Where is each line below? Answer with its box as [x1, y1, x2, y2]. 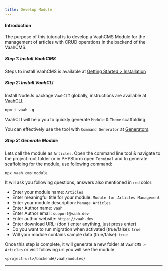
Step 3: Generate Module [5, 138, 58, 144]
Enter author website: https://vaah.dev [12, 215, 94, 221]
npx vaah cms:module [5, 170, 48, 175]
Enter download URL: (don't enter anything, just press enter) [12, 221, 137, 227]
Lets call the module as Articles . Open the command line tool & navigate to [5, 150, 161, 156]
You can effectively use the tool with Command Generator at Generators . [5, 126, 150, 132]
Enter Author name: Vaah [12, 205, 63, 211]
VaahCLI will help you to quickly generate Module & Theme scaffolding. [5, 116, 147, 122]
